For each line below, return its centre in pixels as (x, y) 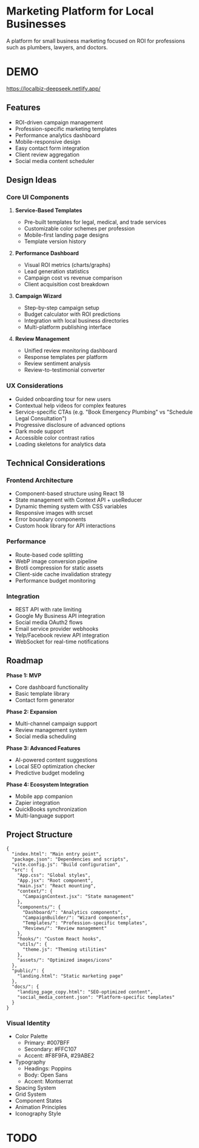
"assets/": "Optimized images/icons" (65, 960)
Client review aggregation (47, 154)
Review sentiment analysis (57, 364)
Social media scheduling (46, 736)
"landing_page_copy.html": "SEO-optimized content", (85, 992)
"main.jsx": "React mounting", (57, 886)
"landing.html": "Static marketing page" (70, 976)
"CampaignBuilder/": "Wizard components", (77, 918)
